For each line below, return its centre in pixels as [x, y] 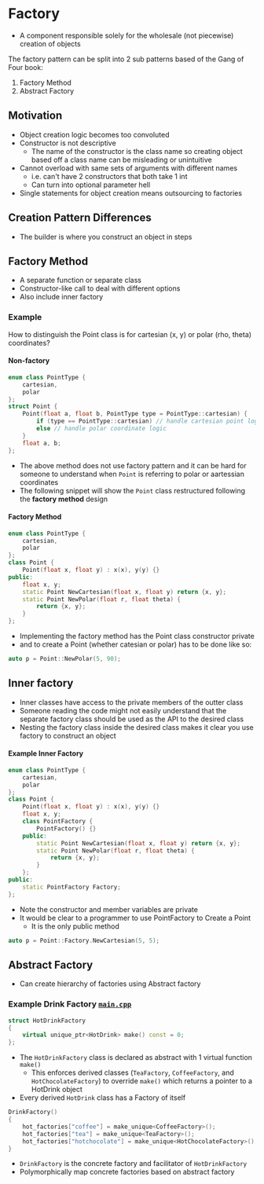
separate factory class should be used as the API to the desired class [132, 719]
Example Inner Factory [46, 753]
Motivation [35, 116]
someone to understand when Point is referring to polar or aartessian [132, 474]
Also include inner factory [61, 297]
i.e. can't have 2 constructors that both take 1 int [109, 176]
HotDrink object [57, 1090]
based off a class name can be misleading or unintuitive [121, 159]
